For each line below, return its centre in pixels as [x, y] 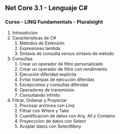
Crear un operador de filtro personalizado [61, 64]
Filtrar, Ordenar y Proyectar [40, 100]
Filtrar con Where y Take [44, 111]
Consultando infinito [40, 95]
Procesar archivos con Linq [47, 105]
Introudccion [25, 33]
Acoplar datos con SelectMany [50, 126]
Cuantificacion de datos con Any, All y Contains [67, 116]
